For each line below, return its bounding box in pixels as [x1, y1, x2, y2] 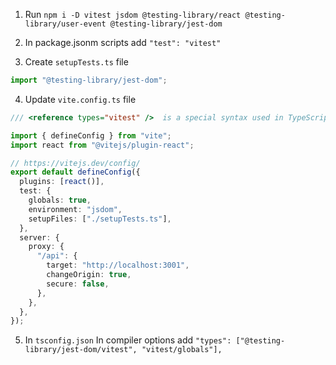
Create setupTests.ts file [24, 56, 129, 68]
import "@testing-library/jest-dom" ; [10, 75, 168, 85]
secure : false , [46, 279, 110, 289]
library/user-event [24, 19, 107, 29]
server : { [19, 232, 60, 243]
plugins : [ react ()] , [19, 177, 105, 187]
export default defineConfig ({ [10, 167, 141, 178]
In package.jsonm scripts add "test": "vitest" [24, 37, 222, 48]
